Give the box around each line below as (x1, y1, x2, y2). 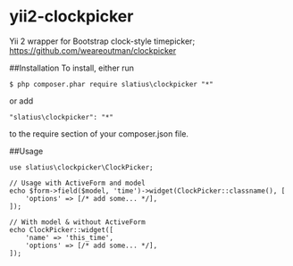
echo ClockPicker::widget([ (9, 225, 114, 234)
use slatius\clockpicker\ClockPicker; (9, 162, 154, 171)
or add (9, 96, 34, 106)
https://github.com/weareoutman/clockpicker (9, 45, 177, 55)
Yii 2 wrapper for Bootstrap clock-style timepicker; (9, 36, 196, 46)
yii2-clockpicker (9, 6, 134, 27)
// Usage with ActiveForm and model (9, 179, 146, 187)
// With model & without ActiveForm (9, 217, 146, 227)
